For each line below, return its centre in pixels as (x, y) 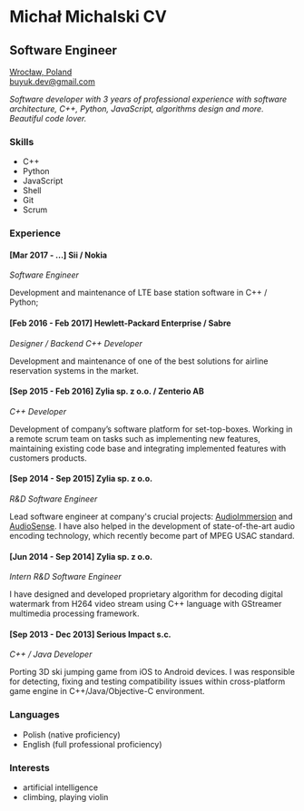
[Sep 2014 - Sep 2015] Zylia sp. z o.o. (81, 479)
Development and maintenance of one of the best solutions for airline (139, 361)
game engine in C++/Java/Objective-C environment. (108, 691)
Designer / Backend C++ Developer (76, 343)
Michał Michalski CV (88, 17)
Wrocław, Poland (41, 72)
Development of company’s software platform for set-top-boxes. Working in (151, 429)
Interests (29, 767)
